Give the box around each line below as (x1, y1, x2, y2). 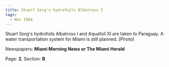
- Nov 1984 (10, 17, 33, 22)
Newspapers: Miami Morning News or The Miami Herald (5, 46, 125, 52)
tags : (5, 12, 17, 17)
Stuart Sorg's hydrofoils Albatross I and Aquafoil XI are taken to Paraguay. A (5, 31, 164, 37)
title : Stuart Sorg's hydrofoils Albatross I (5, 7, 103, 13)
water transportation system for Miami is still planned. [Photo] (5, 36, 134, 42)
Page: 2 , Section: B (5, 56, 46, 62)
